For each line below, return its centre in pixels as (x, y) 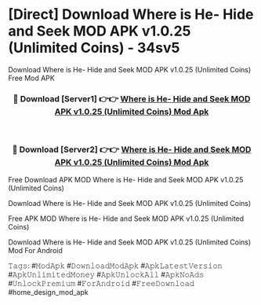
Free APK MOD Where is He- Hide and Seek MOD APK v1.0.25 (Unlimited (126, 219)
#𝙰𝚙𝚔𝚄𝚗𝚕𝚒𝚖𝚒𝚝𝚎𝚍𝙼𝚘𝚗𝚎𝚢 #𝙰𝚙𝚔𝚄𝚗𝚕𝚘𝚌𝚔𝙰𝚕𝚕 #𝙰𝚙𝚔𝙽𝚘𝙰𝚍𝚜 (106, 274)
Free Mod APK (31, 78)
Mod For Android (35, 250)
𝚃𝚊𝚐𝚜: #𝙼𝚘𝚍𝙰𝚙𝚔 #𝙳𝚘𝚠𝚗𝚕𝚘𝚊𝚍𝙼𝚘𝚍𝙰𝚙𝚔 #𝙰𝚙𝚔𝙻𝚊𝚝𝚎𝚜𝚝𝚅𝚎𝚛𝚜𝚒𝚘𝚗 (116, 266)
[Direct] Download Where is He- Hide (131, 15)
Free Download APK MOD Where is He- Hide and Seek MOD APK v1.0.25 (126, 179)
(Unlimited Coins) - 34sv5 (94, 48)
